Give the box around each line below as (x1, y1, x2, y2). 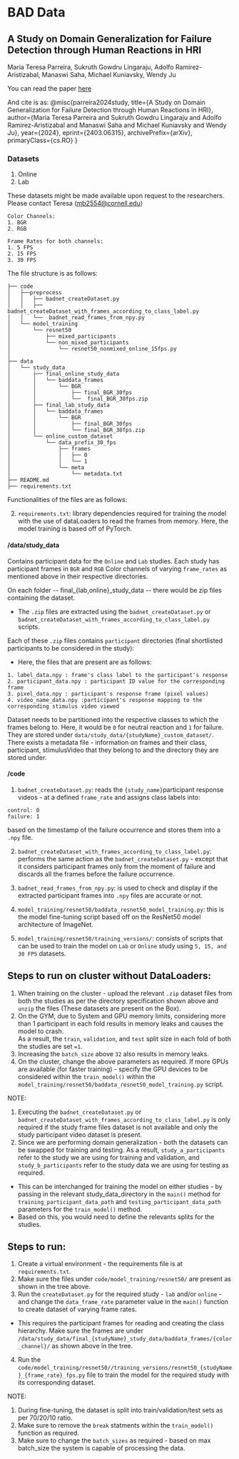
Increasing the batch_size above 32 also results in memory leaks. (17, 1049, 209, 1058)
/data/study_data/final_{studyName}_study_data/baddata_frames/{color (17, 1335, 233, 1343)
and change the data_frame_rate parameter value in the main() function (17, 1298, 229, 1306)
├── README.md (7, 476, 50, 484)
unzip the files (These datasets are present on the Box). (17, 1004, 181, 1013)
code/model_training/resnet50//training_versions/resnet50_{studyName (17, 1365, 233, 1372)
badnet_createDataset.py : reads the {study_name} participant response (17, 785, 224, 793)
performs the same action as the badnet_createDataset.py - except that (17, 854, 228, 863)
